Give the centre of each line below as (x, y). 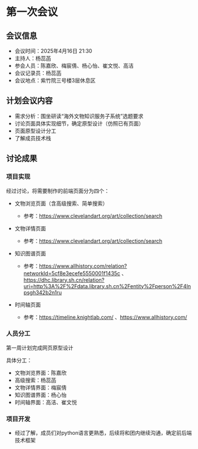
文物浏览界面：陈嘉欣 (40, 372)
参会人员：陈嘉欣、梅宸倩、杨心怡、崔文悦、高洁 (74, 66)
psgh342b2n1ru (42, 292)
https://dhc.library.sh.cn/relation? (64, 280)
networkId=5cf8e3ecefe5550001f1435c (72, 273)
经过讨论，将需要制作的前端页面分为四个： (58, 191)
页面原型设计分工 (35, 131)
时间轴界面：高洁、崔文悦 (46, 402)
